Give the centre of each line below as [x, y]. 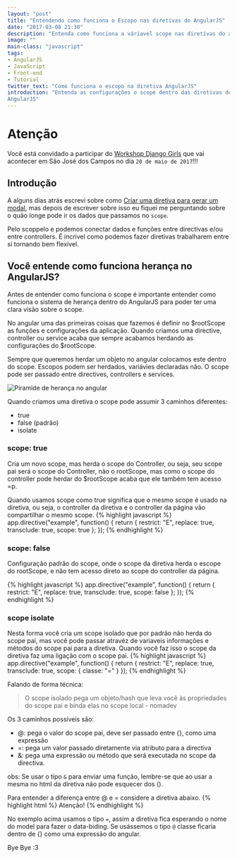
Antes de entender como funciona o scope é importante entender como [112, 294]
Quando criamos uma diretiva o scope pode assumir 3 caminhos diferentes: [117, 401]
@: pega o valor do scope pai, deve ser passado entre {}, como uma [117, 733]
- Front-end [25, 73]
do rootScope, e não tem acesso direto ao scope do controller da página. [114, 571]
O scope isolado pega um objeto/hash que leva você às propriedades [126, 698]
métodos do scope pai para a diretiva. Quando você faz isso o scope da [112, 648]
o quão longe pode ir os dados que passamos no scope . [88, 215]
